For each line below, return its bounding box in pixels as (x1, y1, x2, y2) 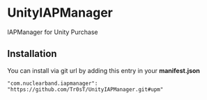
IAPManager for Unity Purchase (7, 28, 99, 36)
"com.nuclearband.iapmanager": (7, 80, 98, 87)
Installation (7, 48, 57, 60)
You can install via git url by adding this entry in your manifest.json (7, 66, 201, 74)
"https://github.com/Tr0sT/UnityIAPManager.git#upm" (7, 85, 164, 93)
